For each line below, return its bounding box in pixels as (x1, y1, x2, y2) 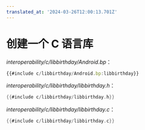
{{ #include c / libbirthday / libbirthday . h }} (6, 94, 115, 100)
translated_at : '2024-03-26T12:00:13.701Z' (6, 9, 118, 15)
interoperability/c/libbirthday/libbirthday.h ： (6, 82, 115, 89)
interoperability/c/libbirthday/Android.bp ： (6, 58, 112, 66)
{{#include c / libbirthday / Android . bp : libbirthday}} (6, 70, 139, 77)
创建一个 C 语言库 (6, 37, 94, 50)
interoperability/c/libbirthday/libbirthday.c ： (6, 106, 115, 113)
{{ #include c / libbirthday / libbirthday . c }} (6, 118, 115, 125)
